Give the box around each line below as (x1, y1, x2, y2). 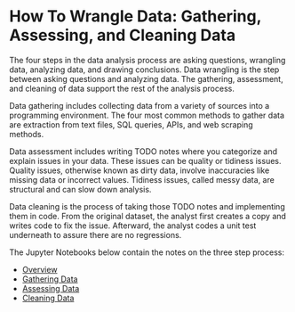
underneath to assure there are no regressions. (9, 229, 182, 240)
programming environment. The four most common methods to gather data (9, 110, 285, 120)
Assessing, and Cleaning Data (9, 25, 236, 45)
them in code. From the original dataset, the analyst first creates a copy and (9, 210, 287, 221)
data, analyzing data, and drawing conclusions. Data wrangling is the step (9, 64, 280, 75)
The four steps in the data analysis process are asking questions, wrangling (9, 54, 286, 65)
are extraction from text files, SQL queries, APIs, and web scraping (9, 119, 253, 130)
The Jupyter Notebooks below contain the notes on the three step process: (9, 247, 284, 258)
